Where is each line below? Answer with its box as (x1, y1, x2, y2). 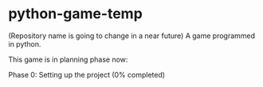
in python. (8, 39, 41, 48)
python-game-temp (8, 5, 143, 23)
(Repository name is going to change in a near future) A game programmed (8, 31, 256, 40)
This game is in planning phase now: (8, 55, 128, 64)
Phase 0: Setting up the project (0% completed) (8, 70, 166, 79)
